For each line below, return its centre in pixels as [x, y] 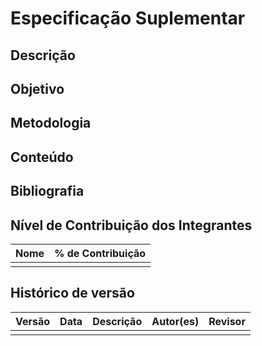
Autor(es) [175, 321]
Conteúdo [42, 157]
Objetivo [37, 88]
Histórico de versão [72, 293]
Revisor [227, 321]
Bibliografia [47, 191]
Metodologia [51, 123]
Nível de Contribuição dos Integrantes [131, 225]
